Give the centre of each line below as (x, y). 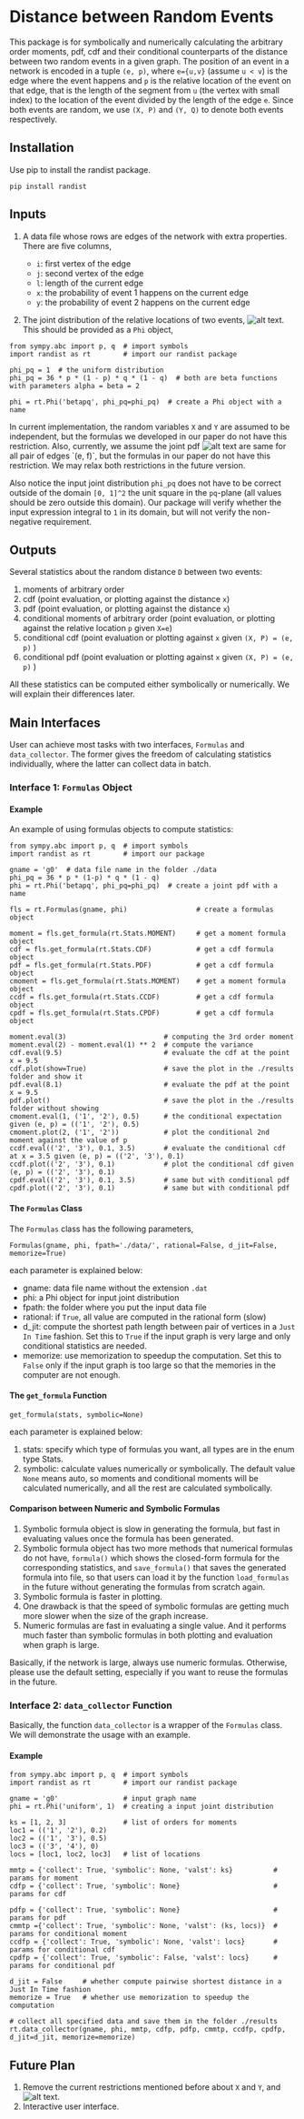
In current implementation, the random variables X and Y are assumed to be (150, 427)
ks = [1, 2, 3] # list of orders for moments (123, 1823)
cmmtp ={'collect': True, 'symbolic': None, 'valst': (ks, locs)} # (144, 1926)
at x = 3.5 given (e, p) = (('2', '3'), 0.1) (97, 1157)
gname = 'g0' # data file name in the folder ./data (113, 870)
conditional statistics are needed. (84, 1346)
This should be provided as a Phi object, (98, 329)
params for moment (44, 1878)
